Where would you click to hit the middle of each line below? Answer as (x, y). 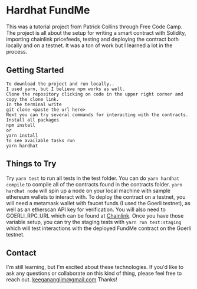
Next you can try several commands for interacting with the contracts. (97, 115)
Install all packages (33, 120)
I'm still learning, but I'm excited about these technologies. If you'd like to (95, 267)
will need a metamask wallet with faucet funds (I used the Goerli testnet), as (98, 203)
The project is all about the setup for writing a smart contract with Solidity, (96, 32)
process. (17, 51)
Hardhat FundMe (48, 10)
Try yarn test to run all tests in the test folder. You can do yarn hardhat (93, 178)
